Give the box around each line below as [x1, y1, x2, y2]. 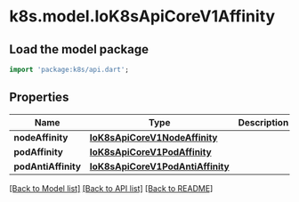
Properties [9, 90, 69, 105]
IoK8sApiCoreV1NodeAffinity [89, 131, 218, 143]
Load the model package [9, 42, 149, 57]
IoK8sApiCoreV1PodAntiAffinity [89, 160, 230, 173]
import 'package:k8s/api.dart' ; [9, 65, 129, 74]
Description [238, 116, 289, 128]
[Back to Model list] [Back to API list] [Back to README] [9, 182, 214, 193]
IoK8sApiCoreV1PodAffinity [89, 145, 212, 158]
